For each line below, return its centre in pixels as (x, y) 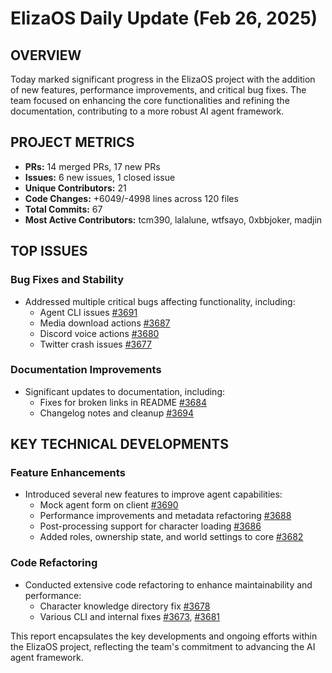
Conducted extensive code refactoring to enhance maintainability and (168, 584)
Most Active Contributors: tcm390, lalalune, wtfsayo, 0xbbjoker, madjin (173, 219)
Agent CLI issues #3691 (88, 312)
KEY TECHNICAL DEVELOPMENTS (119, 444)
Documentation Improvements (86, 370)
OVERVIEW (46, 55)
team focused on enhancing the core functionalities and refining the (150, 100)
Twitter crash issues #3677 (95, 344)
